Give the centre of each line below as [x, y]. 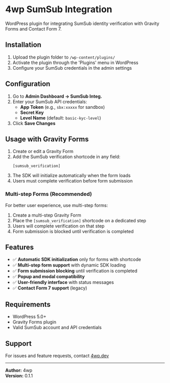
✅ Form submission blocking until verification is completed [75, 271]
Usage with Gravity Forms [47, 139]
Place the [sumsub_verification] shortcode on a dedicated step [79, 220]
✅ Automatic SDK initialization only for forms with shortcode [77, 259]
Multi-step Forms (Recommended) [49, 194]
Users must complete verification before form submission [73, 181]
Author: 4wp [19, 370]
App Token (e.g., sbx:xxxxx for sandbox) [62, 107]
